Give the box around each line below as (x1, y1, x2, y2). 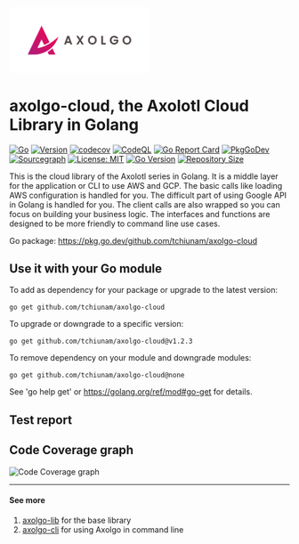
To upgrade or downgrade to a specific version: (9, 319, 184, 329)
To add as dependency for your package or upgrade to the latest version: (9, 285, 279, 296)
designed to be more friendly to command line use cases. (9, 218, 221, 229)
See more (9, 495, 46, 506)
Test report (9, 412, 73, 427)
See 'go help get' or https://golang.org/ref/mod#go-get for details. (9, 386, 253, 397)
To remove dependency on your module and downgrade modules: (9, 353, 252, 363)
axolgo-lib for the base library (21, 515, 132, 525)
